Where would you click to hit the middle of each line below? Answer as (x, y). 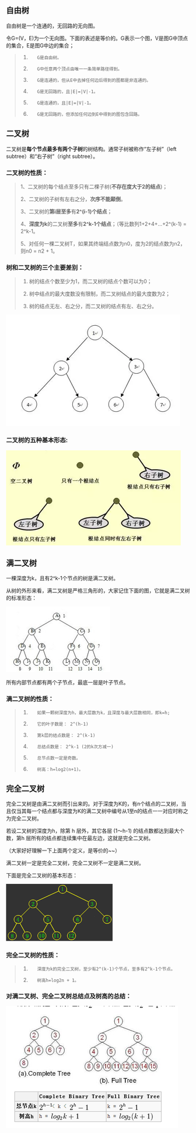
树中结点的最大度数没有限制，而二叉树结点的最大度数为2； (100, 294)
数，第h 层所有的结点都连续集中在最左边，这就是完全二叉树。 (80, 838)
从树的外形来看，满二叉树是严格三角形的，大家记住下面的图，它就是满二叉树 (98, 591)
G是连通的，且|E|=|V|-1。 (65, 103)
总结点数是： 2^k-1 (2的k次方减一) (75, 747)
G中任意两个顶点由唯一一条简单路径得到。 (80, 69)
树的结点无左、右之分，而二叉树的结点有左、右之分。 (93, 307)
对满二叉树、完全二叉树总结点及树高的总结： (69, 996)
